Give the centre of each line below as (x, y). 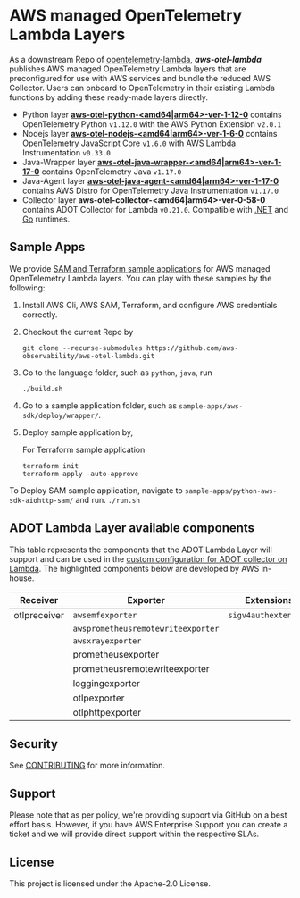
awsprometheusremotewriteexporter (146, 628)
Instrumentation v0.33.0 (67, 152)
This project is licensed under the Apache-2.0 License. (110, 884)
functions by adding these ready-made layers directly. (108, 97)
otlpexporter (99, 698)
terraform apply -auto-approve (80, 474)
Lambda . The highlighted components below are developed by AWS (134, 568)
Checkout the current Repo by (78, 332)
